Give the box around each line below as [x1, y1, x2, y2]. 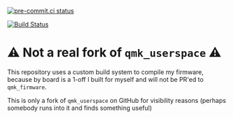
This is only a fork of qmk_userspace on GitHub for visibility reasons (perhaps [7, 96, 227, 104]
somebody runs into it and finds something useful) [7, 104, 152, 112]
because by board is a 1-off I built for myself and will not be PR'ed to [7, 75, 204, 83]
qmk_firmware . [7, 83, 47, 91]
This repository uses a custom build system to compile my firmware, [7, 67, 204, 76]
